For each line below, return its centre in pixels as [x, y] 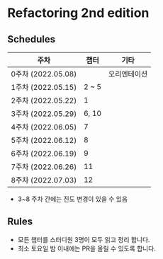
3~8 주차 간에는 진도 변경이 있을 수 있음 [73, 199]
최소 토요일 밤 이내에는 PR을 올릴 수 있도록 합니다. [86, 248]
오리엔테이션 [128, 74]
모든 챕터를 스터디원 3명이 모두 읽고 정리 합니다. [84, 239]
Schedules [31, 39]
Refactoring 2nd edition [78, 13]
